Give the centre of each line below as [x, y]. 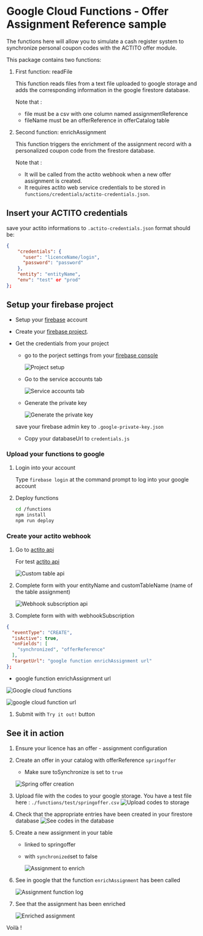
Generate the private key [56, 402]
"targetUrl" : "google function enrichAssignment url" [82, 661]
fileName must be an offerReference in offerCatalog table [97, 120]
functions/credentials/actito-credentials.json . [87, 194]
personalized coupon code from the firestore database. [85, 150]
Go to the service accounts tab [63, 379]
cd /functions [33, 509]
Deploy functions [37, 497]
